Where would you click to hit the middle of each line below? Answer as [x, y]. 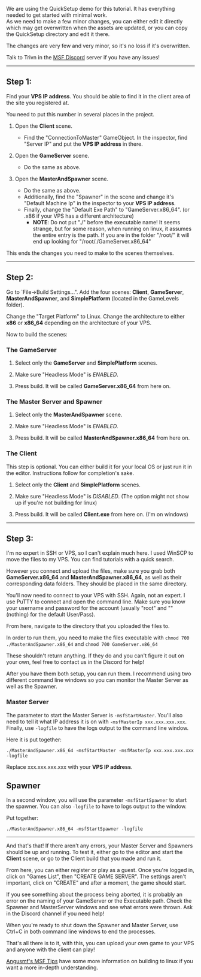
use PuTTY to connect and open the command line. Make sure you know [96, 602]
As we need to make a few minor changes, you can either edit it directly [95, 21]
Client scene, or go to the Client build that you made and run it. [84, 859]
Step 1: [19, 82]
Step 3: [20, 538]
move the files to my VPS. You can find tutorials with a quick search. [90, 560]
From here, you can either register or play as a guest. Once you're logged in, [100, 870]
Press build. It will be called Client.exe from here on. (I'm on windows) [101, 514]
